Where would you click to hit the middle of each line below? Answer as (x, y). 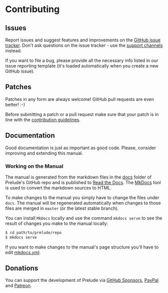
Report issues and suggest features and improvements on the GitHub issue (83, 40)
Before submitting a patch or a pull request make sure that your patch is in (82, 114)
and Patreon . (18, 285)
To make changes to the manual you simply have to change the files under (82, 197)
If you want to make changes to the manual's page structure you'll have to (82, 247)
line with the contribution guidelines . (43, 120)
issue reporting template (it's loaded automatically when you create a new (82, 66)
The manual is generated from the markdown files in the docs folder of (78, 177)
